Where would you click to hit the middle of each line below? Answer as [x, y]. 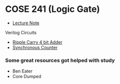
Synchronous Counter [35, 47]
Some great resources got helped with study [60, 60]
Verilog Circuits [21, 32]
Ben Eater [22, 71]
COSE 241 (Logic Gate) [53, 9]
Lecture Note [26, 23]
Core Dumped [27, 77]
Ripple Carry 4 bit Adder [37, 42]
